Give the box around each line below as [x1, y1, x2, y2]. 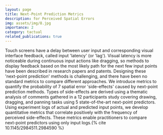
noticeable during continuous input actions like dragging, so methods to [5, 58, 149, 64]
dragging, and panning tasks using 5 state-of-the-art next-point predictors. [5, 99, 156, 105]
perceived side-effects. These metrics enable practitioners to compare [5, 115, 147, 120]
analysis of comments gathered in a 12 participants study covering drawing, [5, 94, 157, 100]
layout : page [5, 7, 32, 12]
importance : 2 [5, 25, 34, 30]
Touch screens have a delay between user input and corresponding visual [5, 47, 153, 53]
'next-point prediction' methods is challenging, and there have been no [5, 73, 147, 79]
